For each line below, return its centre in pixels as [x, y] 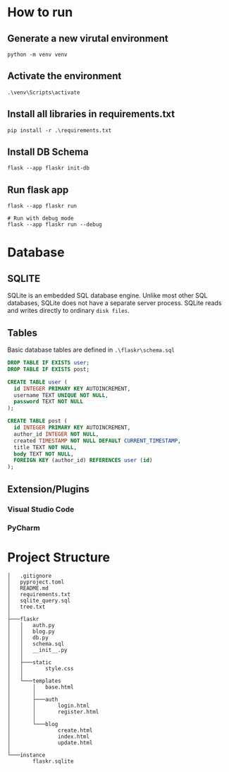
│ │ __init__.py [38, 651]
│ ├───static [30, 663]
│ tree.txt [26, 607]
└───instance [26, 755]
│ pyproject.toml [36, 582]
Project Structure [59, 557]
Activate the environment [64, 76]
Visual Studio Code [41, 509]
